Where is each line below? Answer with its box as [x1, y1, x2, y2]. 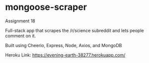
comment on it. [5, 33, 36, 39]
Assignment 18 [5, 18, 36, 24]
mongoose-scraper [5, 1, 87, 13]
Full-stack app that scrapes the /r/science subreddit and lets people [5, 27, 144, 33]
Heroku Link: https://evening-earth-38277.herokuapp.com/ [5, 52, 126, 58]
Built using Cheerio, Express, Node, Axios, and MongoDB [5, 42, 122, 48]
